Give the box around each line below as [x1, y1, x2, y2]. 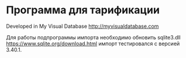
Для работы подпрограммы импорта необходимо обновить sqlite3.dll [6, 34, 181, 41]
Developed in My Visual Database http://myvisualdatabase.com [6, 23, 159, 30]
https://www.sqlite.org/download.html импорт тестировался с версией [6, 40, 180, 47]
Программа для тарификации [6, 3, 160, 17]
